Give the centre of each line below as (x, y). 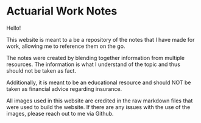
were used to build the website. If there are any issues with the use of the (98, 107)
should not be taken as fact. (41, 70)
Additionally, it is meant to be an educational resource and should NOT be (99, 82)
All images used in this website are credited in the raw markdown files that (100, 101)
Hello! (14, 28)
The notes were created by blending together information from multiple (95, 58)
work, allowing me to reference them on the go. (66, 46)
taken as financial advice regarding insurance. (64, 88)
